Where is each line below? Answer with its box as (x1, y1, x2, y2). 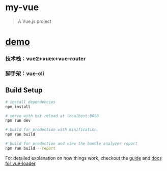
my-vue (5, 2, 39, 13)
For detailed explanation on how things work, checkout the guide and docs (5, 155, 162, 161)
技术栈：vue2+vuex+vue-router (5, 55, 86, 62)
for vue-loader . (5, 160, 37, 166)
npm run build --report (5, 146, 56, 151)
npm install (5, 104, 31, 109)
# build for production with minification (5, 127, 97, 132)
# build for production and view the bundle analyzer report (5, 141, 138, 146)
